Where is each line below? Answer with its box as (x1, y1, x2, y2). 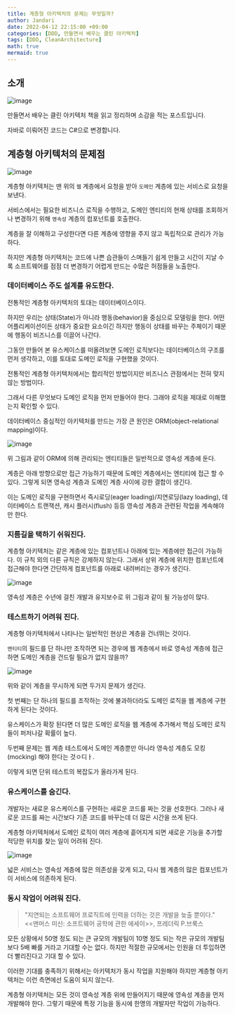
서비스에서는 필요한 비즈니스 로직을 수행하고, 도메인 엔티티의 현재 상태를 (7, 205, 204, 214)
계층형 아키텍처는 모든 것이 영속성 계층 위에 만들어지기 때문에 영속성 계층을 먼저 (7, 990, 224, 999)
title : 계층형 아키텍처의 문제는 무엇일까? (7, 10, 114, 18)
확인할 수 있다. (20, 402, 60, 410)
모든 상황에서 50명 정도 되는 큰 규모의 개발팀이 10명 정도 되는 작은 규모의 (7, 934, 206, 942)
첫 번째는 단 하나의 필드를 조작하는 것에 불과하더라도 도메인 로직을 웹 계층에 (7, 697, 213, 705)
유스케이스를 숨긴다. (7, 787, 72, 797)
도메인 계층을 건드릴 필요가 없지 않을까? (20, 653, 128, 661)
